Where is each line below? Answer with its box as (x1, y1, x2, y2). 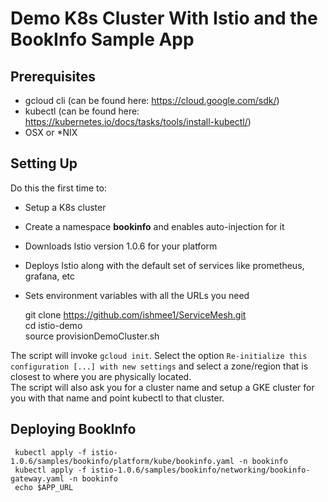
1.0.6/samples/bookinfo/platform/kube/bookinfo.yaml (10, 456, 235, 466)
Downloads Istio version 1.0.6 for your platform (24, 240, 218, 252)
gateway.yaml (10, 473, 65, 484)
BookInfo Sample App (10, 28, 195, 51)
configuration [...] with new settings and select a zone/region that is (10, 360, 309, 372)
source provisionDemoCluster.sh (24, 330, 160, 342)
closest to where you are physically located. (10, 370, 192, 382)
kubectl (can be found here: (24, 105, 140, 117)
